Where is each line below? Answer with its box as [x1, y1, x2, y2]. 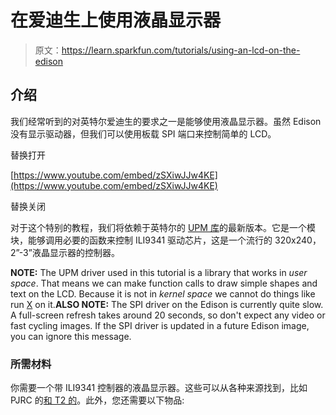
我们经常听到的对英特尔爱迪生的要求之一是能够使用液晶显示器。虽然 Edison [10, 115, 322, 127]
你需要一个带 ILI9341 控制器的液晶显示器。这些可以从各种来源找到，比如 [10, 382, 308, 394]
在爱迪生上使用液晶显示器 [10, 9, 222, 32]
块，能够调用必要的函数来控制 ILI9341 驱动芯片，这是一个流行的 [10, 234, 273, 246]
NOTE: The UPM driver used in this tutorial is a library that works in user [10, 266, 308, 278]
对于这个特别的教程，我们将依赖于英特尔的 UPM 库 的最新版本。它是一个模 [10, 221, 316, 233]
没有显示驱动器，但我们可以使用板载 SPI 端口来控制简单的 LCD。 [10, 127, 277, 140]
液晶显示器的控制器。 [31, 246, 120, 258]
